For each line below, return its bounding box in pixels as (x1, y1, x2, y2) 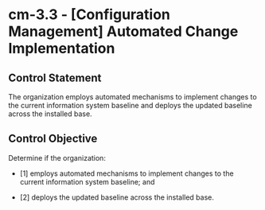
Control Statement (8, 71, 102, 84)
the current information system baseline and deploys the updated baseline (8, 101, 252, 110)
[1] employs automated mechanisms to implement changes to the (19, 169, 234, 178)
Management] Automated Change (8, 22, 239, 41)
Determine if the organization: (8, 153, 106, 162)
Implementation (8, 40, 115, 57)
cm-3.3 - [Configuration (8, 6, 171, 24)
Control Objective (8, 132, 98, 146)
